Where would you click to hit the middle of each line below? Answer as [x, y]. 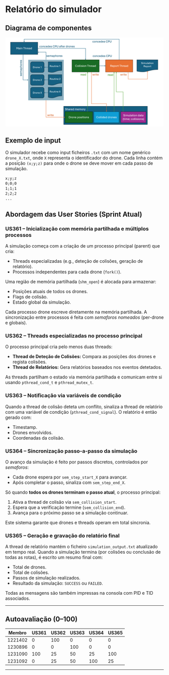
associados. [18, 598]
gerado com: [18, 417]
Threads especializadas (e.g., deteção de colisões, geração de [78, 261]
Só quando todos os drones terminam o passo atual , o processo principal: [83, 492]
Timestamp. [25, 427]
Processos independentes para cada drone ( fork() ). [67, 272]
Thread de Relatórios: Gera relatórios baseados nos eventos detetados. [87, 367]
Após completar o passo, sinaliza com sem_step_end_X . [69, 482]
